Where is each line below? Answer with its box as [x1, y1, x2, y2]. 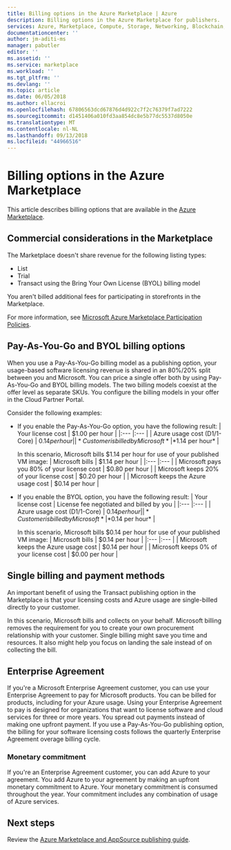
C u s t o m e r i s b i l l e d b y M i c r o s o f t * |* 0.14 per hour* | [17, 514, 155, 523]
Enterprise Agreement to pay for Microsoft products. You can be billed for [7, 691, 217, 700]
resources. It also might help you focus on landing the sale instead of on [7, 638, 212, 647]
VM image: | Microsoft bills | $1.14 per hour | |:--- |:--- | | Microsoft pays [17, 457, 222, 465]
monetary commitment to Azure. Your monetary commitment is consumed [7, 782, 218, 791]
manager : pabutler [7, 42, 60, 49]
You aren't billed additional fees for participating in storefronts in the [7, 292, 201, 301]
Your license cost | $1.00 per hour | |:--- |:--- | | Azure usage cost [17, 429, 203, 438]
